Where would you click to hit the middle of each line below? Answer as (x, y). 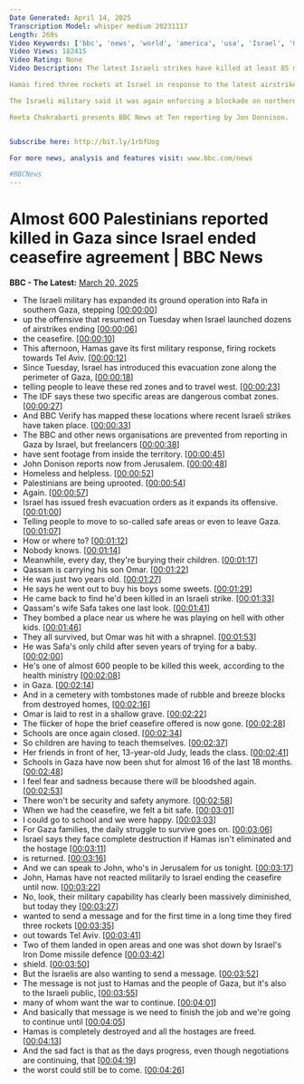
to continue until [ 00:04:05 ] (74, 1022)
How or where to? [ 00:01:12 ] (75, 541)
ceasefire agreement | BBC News (137, 258)
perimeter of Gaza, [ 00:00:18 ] (78, 378)
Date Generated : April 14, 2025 (70, 18)
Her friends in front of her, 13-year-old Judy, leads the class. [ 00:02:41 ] (156, 753)
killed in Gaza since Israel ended (133, 239)
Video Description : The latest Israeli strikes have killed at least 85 (149, 69)
